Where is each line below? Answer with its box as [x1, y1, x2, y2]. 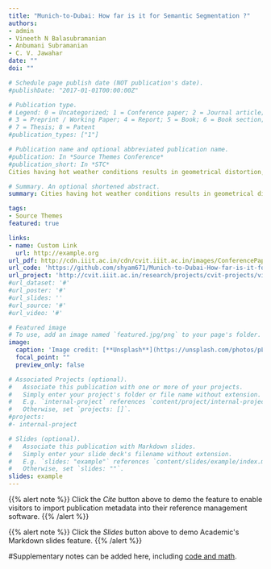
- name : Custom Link [8, 241, 78, 250]
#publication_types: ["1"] [8, 131, 99, 139]
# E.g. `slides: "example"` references [8, 457, 150, 466]
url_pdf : [8, 256, 38, 264]
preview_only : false [15, 360, 85, 369]
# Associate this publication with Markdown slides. [8, 442, 197, 451]
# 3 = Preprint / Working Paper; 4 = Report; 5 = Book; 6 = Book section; [8, 116, 265, 124]
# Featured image [8, 323, 67, 331]
